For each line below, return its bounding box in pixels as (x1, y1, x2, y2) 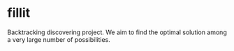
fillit (7, 5, 30, 21)
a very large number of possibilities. (7, 35, 110, 43)
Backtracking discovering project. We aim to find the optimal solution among (7, 28, 227, 36)
